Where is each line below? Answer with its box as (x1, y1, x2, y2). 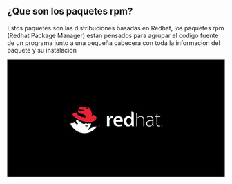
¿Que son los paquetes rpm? (7, 6, 133, 17)
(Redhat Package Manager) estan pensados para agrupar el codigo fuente (7, 31, 219, 39)
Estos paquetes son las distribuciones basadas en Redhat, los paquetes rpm (7, 24, 224, 32)
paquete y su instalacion (7, 46, 77, 54)
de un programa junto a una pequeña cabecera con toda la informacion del (7, 38, 221, 47)
